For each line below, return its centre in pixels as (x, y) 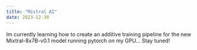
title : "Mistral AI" (32, 12)
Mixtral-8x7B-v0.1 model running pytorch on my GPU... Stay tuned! (88, 40)
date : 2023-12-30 (28, 17)
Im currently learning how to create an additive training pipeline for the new (99, 34)
